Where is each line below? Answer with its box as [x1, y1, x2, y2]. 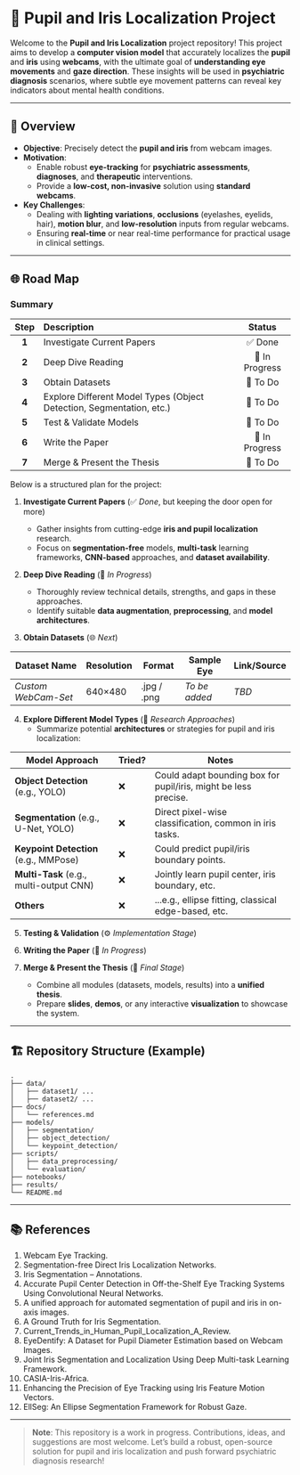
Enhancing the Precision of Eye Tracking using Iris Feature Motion [22, 1382, 265, 1393]
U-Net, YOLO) [14, 823, 75, 835]
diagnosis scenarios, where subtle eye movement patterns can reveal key [10, 75, 282, 86]
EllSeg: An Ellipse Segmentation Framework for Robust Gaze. [22, 1402, 247, 1413]
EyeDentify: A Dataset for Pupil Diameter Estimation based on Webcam [22, 1335, 283, 1346]
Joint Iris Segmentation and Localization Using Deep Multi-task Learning [22, 1354, 290, 1365]
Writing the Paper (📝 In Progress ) [22, 945, 147, 956]
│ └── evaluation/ [10, 1165, 87, 1174]
